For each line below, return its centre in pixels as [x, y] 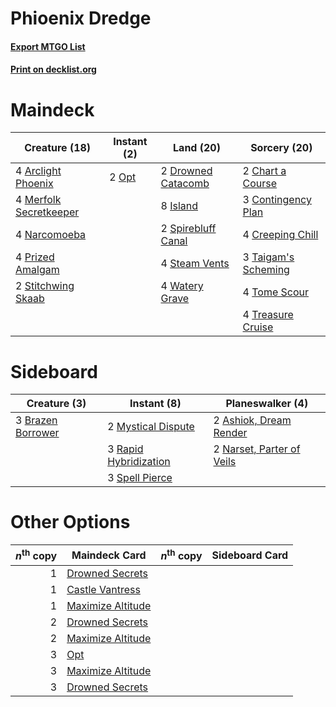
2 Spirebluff [188, 229]
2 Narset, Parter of [257, 449]
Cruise [258, 327]
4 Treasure [268, 315]
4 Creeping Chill [280, 235]
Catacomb [185, 184]
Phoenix [34, 184]
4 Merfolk [38, 200]
